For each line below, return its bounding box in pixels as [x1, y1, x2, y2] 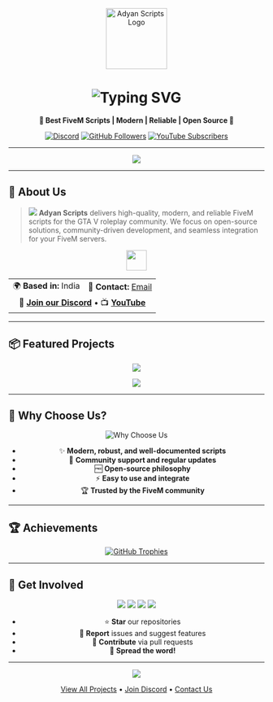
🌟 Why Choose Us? [8, 408, 107, 422]
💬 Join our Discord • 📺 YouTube [19, 297, 146, 308]
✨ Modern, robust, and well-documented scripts [58, 446, 227, 456]
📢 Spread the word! [109, 646, 176, 655]
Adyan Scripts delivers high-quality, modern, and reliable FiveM [38, 207, 254, 217]
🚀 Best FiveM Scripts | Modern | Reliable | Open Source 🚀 [39, 115, 234, 125]
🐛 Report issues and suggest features [79, 629, 206, 638]
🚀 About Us [8, 185, 67, 199]
